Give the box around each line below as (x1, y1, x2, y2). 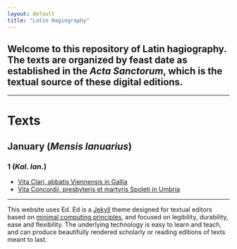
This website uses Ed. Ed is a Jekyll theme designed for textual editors (7, 205, 213, 214)
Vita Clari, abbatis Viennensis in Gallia (17, 178, 128, 186)
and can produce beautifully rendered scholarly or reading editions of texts (7, 228, 226, 236)
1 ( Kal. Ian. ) (7, 162, 47, 171)
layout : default (7, 10, 55, 18)
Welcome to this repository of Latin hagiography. (7, 43, 227, 55)
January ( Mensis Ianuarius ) (7, 140, 133, 152)
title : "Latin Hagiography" (7, 17, 90, 24)
